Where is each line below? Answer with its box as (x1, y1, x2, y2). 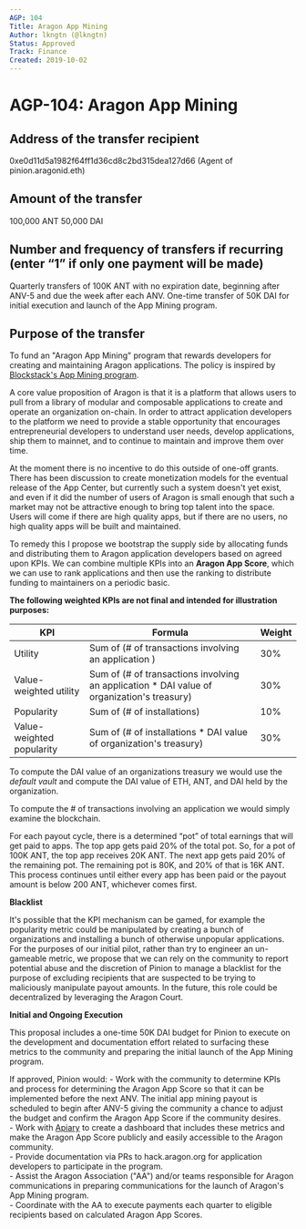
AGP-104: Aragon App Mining (9, 95, 239, 116)
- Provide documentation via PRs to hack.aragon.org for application (9, 1152, 262, 1162)
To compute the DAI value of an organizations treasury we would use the (9, 766, 282, 777)
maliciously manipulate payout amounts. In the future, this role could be (9, 982, 278, 993)
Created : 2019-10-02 (9, 56, 88, 65)
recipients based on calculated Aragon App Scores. (9, 1209, 203, 1221)
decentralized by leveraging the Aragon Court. (9, 992, 184, 1003)
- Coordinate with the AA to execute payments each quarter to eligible (9, 1200, 272, 1211)
